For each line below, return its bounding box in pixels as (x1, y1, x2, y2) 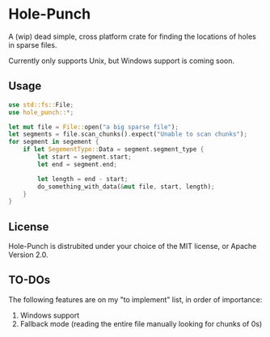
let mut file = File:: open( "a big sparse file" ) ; (8, 123, 179, 131)
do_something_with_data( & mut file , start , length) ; (37, 183, 216, 191)
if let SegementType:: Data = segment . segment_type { (23, 145, 205, 154)
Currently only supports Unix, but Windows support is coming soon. (8, 56, 234, 65)
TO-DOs (8, 273, 51, 287)
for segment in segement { (8, 138, 99, 146)
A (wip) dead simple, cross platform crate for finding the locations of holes (8, 32, 256, 41)
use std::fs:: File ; (8, 100, 74, 109)
